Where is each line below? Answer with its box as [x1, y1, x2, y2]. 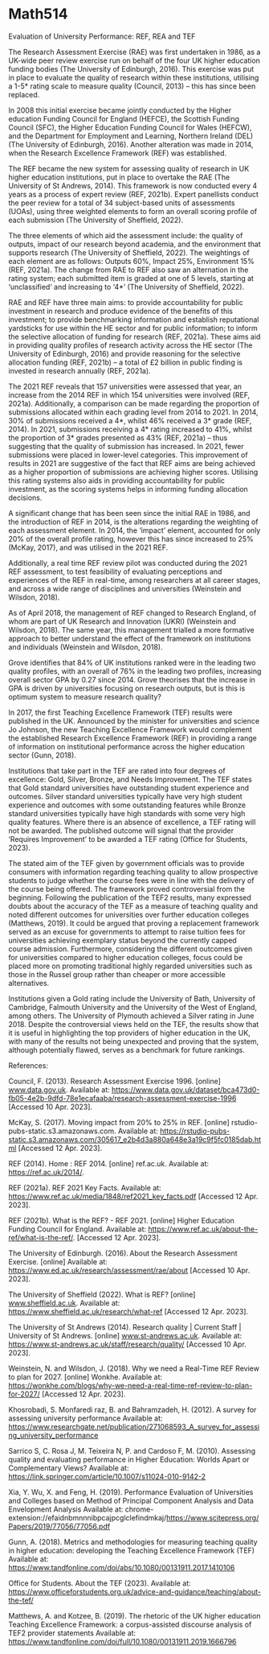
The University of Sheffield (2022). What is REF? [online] [8, 1289, 196, 1299]
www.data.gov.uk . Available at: [8, 1084, 110, 1095]
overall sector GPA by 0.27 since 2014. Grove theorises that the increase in [8, 674, 255, 684]
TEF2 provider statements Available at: [8, 1627, 137, 1638]
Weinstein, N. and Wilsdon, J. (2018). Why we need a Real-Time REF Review [8, 1363, 259, 1373]
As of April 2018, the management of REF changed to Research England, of [8, 608, 257, 617]
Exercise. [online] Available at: [8, 1256, 108, 1266]
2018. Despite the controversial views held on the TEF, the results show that [8, 1019, 259, 1029]
